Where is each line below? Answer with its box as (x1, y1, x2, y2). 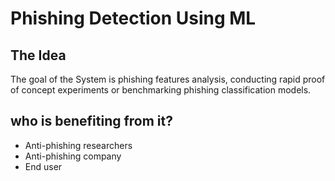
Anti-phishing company (24, 150, 122, 162)
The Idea (10, 47, 67, 64)
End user (24, 160, 63, 172)
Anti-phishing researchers (24, 139, 133, 151)
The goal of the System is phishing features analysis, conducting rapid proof (10, 73, 326, 85)
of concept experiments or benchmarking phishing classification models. (10, 84, 312, 96)
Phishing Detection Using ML (10, 7, 257, 30)
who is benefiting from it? (10, 113, 173, 130)
